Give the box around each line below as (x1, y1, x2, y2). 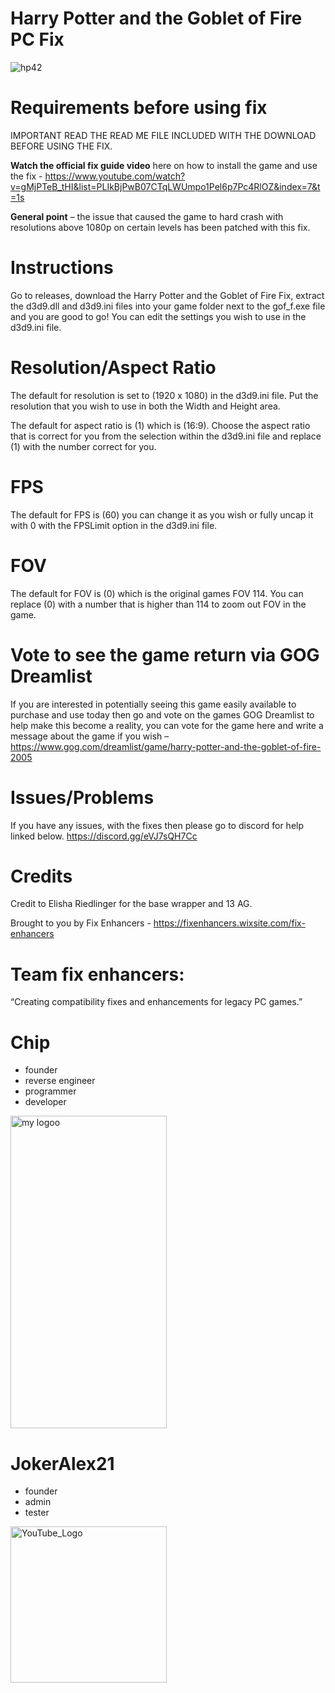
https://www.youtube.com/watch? (44, 170, 186, 182)
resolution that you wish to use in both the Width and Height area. (10, 400, 281, 412)
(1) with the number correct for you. (10, 440, 157, 452)
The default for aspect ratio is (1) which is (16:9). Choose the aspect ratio (10, 419, 311, 431)
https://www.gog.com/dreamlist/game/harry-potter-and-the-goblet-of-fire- (10, 740, 322, 752)
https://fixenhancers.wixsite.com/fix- (153, 917, 306, 929)
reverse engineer (24, 1075, 96, 1087)
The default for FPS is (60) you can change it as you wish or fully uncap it (10, 508, 314, 521)
